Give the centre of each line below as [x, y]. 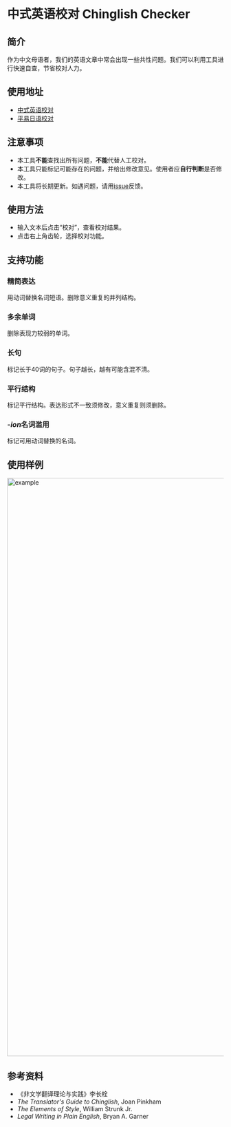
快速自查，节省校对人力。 [49, 68]
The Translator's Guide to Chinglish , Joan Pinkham [89, 1102]
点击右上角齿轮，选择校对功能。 [62, 236]
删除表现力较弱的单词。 [40, 333]
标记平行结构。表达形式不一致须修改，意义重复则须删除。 [88, 405]
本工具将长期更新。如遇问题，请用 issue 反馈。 [82, 186]
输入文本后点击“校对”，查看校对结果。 [71, 227]
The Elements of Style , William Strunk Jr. [75, 1108]
